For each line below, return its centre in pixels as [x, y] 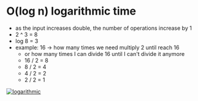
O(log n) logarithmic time [71, 11]
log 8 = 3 [27, 41]
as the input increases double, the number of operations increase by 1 [103, 28]
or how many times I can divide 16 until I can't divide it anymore [105, 54]
